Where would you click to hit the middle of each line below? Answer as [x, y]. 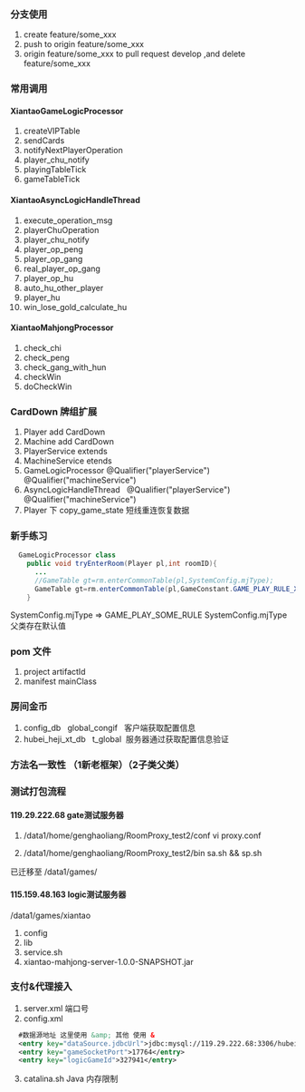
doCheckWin [48, 386]
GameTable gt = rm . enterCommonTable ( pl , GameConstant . [133, 589]
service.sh [43, 952]
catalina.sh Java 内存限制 [71, 1079]
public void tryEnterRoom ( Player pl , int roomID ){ [122, 564]
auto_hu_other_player [63, 288]
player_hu [42, 297]
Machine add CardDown [68, 442]
